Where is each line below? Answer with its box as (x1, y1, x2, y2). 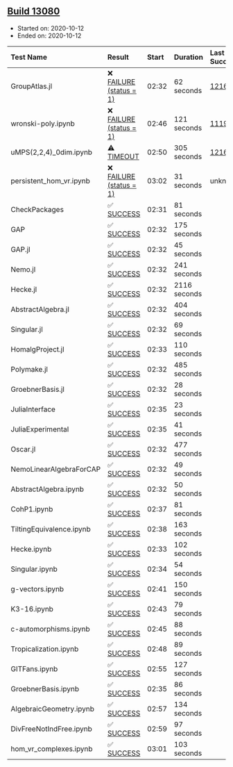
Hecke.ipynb (10, 544, 52, 554)
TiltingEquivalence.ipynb (10, 524, 92, 534)
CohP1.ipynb (10, 504, 53, 513)
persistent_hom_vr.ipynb (10, 176, 90, 185)
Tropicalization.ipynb (10, 644, 79, 654)
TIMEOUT (107, 151, 140, 161)
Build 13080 (7, 6, 60, 17)
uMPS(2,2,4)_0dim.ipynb (10, 147, 92, 157)
